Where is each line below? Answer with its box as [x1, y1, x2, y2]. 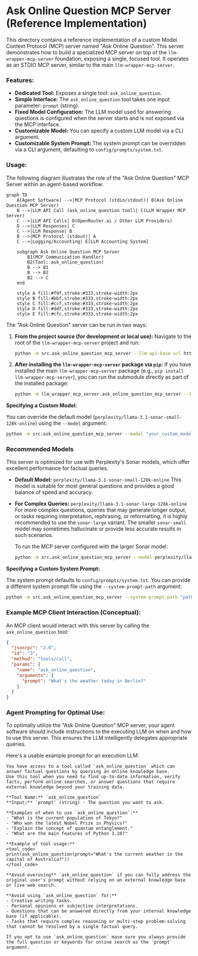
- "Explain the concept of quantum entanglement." [6, 825, 133, 831]
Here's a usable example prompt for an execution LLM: [6, 752, 140, 759]
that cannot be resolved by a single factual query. [6, 924, 138, 930]
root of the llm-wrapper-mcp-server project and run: [14, 339, 140, 346]
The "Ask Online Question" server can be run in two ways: [6, 321, 147, 329]
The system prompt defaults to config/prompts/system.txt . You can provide [6, 577, 191, 584]
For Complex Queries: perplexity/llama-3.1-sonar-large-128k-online [14, 500, 187, 508]
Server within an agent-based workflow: [6, 180, 104, 187]
